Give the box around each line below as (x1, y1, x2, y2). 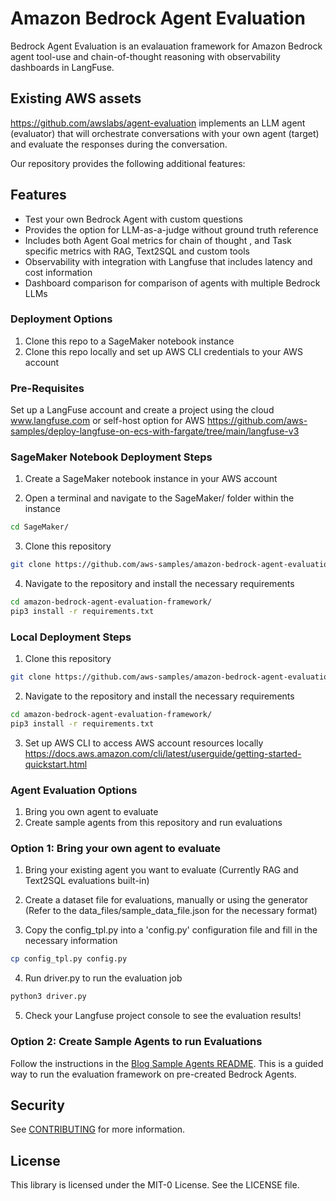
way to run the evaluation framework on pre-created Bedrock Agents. (10, 1068, 297, 1080)
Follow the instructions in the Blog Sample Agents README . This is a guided (10, 1057, 324, 1069)
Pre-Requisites (10, 381, 85, 395)
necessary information (24, 935, 118, 947)
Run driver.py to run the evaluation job (24, 972, 183, 984)
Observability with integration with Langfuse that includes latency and (24, 255, 313, 267)
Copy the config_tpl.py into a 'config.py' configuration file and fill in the (24, 924, 318, 936)
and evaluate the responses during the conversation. (10, 138, 228, 150)
